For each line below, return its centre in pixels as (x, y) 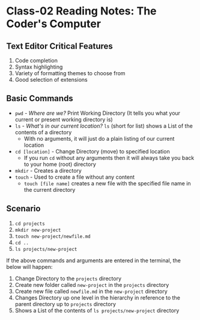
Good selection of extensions (51, 80)
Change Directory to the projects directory (68, 278)
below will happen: (29, 266)
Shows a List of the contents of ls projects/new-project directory (97, 310)
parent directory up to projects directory (65, 304)
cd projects (30, 224)
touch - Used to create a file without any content (75, 177)
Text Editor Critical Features (59, 46)
